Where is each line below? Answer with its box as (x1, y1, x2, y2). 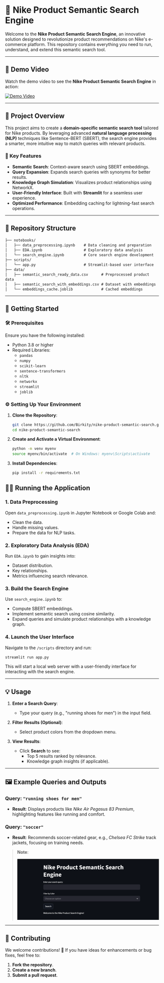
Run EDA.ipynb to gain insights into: (5, 553, 76, 559)
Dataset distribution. (12, 562, 53, 568)
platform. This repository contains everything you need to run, (27, 41, 153, 47)
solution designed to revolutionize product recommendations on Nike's (5, 36, 147, 42)
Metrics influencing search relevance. (12, 573, 88, 579)
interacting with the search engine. (5, 669, 75, 675)
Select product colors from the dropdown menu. (19, 729, 117, 735)
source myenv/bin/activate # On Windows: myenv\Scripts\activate (12, 451, 150, 457)
